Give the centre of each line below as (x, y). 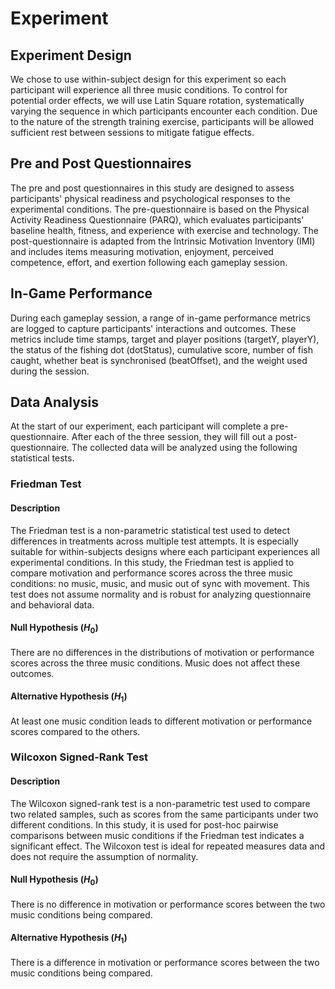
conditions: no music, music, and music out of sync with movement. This (160, 583)
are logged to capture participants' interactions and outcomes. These (153, 328)
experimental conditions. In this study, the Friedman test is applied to (152, 562)
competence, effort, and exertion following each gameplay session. (149, 262)
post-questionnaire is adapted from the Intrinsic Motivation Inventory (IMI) (163, 241)
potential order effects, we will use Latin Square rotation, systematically (157, 100)
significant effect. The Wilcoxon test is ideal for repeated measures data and (167, 846)
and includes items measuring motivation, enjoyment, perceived (142, 251)
